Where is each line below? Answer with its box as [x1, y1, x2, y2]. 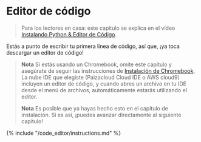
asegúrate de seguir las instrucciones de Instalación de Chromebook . [21, 67, 196, 74]
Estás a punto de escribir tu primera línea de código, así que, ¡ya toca [6, 42, 180, 50]
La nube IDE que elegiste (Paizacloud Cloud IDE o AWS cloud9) [21, 73, 180, 81]
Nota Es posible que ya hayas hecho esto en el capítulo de [21, 104, 168, 112]
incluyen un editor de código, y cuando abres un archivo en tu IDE [21, 80, 187, 87]
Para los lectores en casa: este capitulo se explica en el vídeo [21, 24, 175, 32]
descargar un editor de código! [6, 49, 84, 56]
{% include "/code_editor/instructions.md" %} [6, 129, 121, 137]
